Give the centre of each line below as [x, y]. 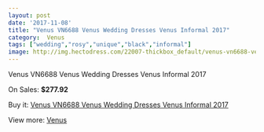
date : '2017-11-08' [40, 23]
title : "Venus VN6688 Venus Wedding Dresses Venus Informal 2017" [119, 30]
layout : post [29, 15]
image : [19, 52]
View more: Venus [38, 120]
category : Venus [37, 37]
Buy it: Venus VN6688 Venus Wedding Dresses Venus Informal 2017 [119, 104]
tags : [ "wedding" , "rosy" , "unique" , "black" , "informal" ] [100, 45]
